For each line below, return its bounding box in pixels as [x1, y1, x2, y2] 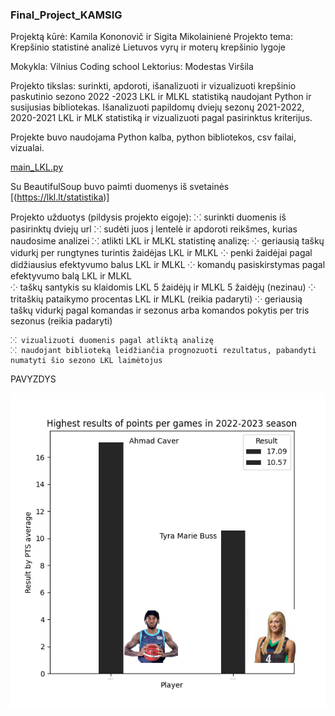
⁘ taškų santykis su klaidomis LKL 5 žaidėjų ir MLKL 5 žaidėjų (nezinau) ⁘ [10, 281, 316, 293]
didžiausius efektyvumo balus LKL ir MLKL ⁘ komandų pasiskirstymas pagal [10, 259, 326, 271]
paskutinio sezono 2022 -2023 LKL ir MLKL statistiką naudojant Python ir [10, 91, 312, 103]
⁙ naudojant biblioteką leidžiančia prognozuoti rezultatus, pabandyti [10, 346, 317, 356]
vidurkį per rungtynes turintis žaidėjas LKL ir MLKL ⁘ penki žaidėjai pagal [10, 247, 313, 259]
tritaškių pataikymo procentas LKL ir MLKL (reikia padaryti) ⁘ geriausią [10, 293, 303, 305]
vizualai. [10, 142, 45, 154]
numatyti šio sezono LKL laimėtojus [10, 356, 163, 366]
